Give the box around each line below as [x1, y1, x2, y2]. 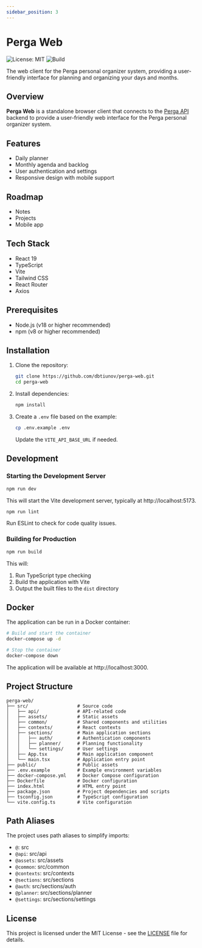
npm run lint [6, 508, 40, 515]
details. [6, 936, 25, 944]
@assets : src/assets [15, 856, 64, 864]
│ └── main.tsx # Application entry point [6, 756, 146, 762]
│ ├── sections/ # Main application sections [6, 729, 151, 736]
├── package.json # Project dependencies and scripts [6, 789, 170, 795]
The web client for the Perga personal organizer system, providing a [6, 67, 177, 75]
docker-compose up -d [6, 636, 61, 642]
